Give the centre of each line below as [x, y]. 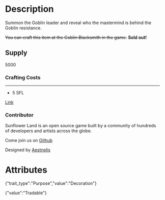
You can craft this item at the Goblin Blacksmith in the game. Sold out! [76, 37]
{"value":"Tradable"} [26, 193]
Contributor [19, 115]
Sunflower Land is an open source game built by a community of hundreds [81, 126]
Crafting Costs [23, 77]
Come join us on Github [29, 141]
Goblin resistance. [23, 28]
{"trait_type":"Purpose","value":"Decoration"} [51, 183]
